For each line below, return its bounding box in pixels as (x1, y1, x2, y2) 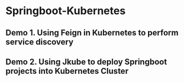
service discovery (5, 37, 74, 47)
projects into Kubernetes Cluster (5, 66, 128, 76)
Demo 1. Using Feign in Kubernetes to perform (5, 28, 179, 38)
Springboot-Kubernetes (5, 4, 126, 18)
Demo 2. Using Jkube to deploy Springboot (5, 57, 167, 67)
